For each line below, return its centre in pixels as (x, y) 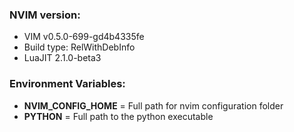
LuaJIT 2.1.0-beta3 (62, 58)
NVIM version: (45, 15)
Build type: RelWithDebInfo (79, 47)
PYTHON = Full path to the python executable (118, 116)
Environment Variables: (67, 84)
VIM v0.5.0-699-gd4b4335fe (84, 37)
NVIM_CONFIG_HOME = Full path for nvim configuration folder (153, 105)
